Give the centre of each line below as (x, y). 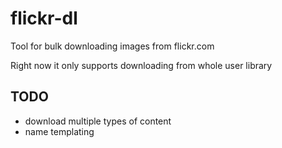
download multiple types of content (98, 121)
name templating (59, 131)
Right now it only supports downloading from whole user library (141, 65)
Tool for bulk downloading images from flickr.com (112, 46)
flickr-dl (44, 18)
